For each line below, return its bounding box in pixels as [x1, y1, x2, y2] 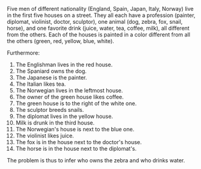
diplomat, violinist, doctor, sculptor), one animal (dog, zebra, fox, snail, [7, 18, 183, 25]
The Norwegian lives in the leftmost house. [15, 87, 123, 94]
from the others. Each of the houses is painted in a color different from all [7, 31, 191, 38]
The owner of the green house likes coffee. [15, 94, 124, 100]
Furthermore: [7, 49, 40, 57]
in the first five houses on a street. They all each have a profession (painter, [7, 12, 196, 19]
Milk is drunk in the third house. [15, 119, 95, 126]
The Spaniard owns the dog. [15, 67, 87, 75]
